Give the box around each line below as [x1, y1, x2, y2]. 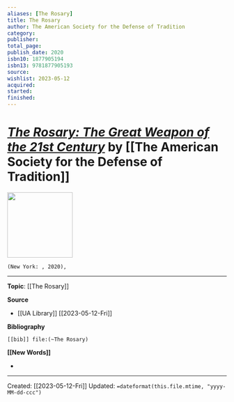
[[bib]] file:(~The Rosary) [7, 336, 89, 343]
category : [7, 29, 36, 37]
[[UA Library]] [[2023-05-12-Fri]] [17, 309, 113, 317]
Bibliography [7, 322, 45, 331]
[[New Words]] [7, 348, 51, 356]
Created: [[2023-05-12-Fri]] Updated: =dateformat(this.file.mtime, [7, 381, 204, 390]
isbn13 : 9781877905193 [7, 62, 73, 69]
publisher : [7, 36, 39, 43]
